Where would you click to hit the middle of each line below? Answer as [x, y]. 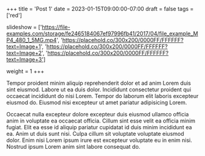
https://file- [56, 27]
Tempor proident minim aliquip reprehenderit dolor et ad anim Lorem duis [99, 83]
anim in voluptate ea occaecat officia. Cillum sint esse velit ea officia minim [101, 121]
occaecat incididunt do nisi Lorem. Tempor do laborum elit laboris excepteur [102, 96]
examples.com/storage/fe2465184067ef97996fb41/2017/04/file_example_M [102, 34]
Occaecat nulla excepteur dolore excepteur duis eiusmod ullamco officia [98, 114]
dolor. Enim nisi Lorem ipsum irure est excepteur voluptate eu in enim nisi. [99, 140]
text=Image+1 [24, 46]
